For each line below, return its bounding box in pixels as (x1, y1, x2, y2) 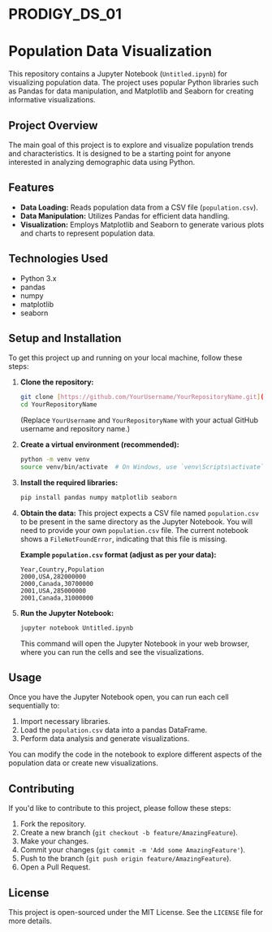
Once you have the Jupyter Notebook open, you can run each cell (8, 692, 229, 702)
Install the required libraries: (19, 477, 119, 488)
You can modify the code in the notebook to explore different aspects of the (8, 749, 262, 760)
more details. (8, 916, 53, 926)
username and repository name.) (19, 424, 131, 434)
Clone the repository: (19, 377, 94, 387)
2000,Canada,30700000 (19, 579, 93, 587)
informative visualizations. (8, 95, 96, 105)
